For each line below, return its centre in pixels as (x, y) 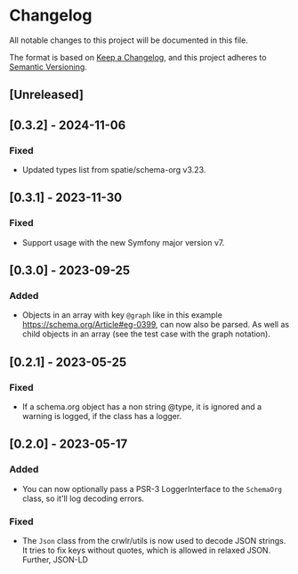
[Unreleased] (47, 95)
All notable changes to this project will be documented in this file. (129, 40)
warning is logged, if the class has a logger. (102, 416)
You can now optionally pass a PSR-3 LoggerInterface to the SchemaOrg (152, 489)
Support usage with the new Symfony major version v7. (123, 242)
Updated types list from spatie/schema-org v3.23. (114, 170)
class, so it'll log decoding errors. (83, 498)
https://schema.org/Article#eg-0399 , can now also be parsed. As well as (156, 325)
